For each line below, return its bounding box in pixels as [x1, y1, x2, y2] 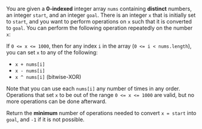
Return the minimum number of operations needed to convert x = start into [6, 110, 197, 116]
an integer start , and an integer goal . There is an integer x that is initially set [6, 11, 196, 19]
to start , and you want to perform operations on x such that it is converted [6, 18, 192, 25]
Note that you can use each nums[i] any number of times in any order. [6, 85, 180, 92]
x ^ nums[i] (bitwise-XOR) [14, 74, 81, 80]
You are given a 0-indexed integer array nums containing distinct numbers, [6, 5, 192, 12]
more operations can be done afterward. [6, 98, 107, 105]
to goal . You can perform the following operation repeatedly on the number [6, 24, 193, 31]
